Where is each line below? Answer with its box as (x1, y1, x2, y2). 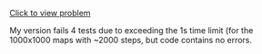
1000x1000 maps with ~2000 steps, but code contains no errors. (9, 35, 253, 45)
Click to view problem (9, 8, 91, 18)
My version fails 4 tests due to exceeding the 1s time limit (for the (9, 25, 254, 35)
